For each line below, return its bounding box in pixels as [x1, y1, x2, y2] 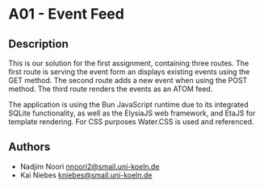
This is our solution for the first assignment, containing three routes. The [8, 58, 249, 68]
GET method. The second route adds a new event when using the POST [8, 76, 248, 85]
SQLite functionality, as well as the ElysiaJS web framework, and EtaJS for [8, 108, 256, 118]
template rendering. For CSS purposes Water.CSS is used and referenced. [8, 117, 254, 126]
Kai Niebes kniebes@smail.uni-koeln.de [19, 170, 153, 180]
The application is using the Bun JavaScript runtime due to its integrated [8, 100, 249, 109]
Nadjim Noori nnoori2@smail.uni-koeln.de [19, 161, 160, 171]
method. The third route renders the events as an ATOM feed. [8, 84, 213, 94]
